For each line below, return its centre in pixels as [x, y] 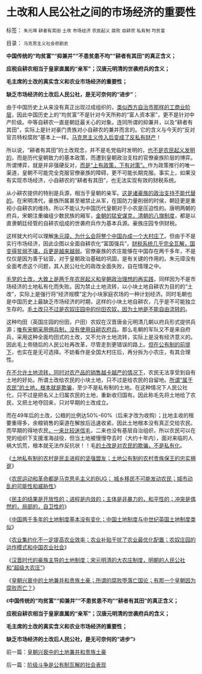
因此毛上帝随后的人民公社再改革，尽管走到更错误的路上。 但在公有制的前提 [98, 344]
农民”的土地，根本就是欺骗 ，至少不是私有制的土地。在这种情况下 [87, 387]
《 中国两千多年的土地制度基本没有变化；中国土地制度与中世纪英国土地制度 [98, 519]
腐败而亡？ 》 [22, 588]
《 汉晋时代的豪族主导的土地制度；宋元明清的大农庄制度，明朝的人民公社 [96, 560]
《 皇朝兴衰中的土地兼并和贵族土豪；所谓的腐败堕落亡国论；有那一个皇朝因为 [101, 580]
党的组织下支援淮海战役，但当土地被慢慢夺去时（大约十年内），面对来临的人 [100, 438]
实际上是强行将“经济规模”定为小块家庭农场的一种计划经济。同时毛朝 [103, 294]
